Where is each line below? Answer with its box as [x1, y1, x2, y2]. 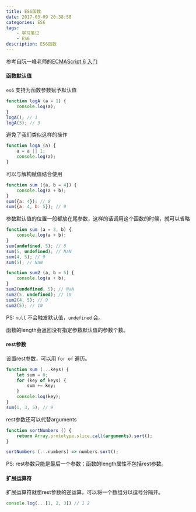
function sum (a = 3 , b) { [6, 227, 72, 233]
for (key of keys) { [16, 378, 66, 383]
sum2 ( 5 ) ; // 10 [6, 302, 43, 309]
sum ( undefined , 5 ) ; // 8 [6, 243, 66, 249]
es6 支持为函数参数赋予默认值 [6, 87, 77, 94]
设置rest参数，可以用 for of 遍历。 [6, 355, 90, 362]
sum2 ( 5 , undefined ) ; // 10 [6, 292, 72, 297]
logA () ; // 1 [6, 115, 38, 120]
